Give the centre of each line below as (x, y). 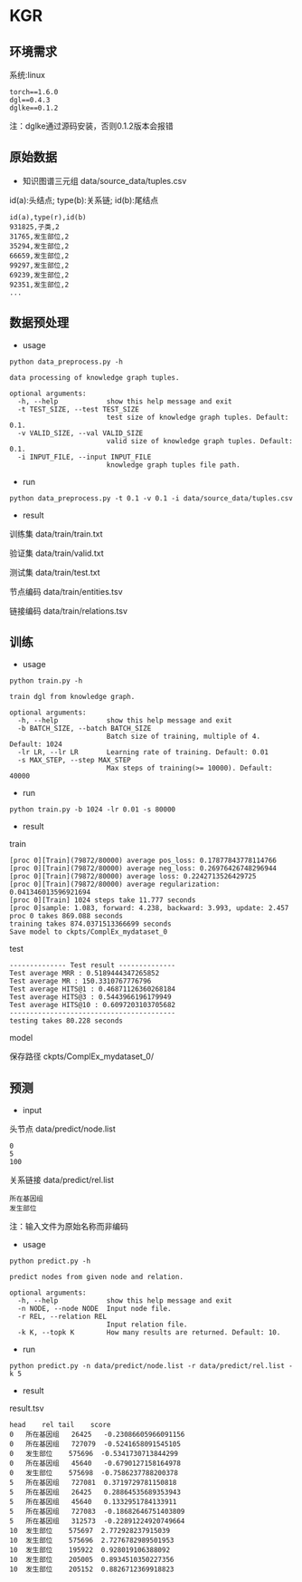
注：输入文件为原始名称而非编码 (69, 1227)
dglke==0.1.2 (34, 108)
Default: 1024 (36, 744)
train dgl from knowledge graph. (72, 697)
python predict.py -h (50, 1261)
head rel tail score (60, 1425)
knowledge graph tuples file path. (174, 465)
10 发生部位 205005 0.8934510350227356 (92, 1560)
